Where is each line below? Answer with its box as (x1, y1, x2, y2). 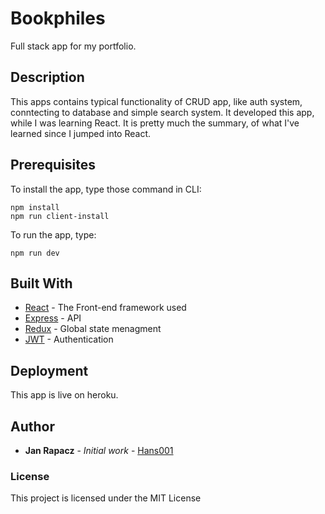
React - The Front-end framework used (24, 302, 187, 314)
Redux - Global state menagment (24, 323, 162, 335)
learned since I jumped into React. (10, 127, 152, 139)
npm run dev (10, 248, 60, 258)
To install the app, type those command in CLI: (10, 183, 202, 195)
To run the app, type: (10, 228, 97, 241)
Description (10, 69, 85, 86)
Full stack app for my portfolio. (10, 40, 137, 52)
